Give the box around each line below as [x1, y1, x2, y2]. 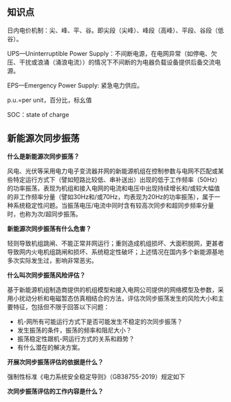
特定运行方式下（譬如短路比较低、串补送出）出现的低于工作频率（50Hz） [12, 175, 221, 184]
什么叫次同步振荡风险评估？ [7, 271, 86, 279]
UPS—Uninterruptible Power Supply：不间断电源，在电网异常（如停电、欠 [7, 49, 218, 57]
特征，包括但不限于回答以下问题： [12, 302, 110, 311]
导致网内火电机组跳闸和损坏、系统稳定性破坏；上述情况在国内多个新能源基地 [7, 247, 224, 256]
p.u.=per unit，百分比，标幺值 [7, 96, 92, 104]
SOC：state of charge [7, 110, 69, 118]
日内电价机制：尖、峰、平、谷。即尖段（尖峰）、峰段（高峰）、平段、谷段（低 [7, 26, 224, 34]
